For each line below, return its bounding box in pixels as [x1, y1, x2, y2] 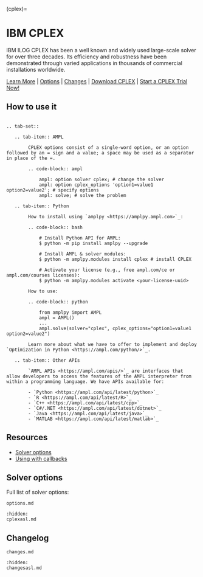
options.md [6, 500, 34, 506]
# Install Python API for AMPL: [38, 235, 121, 241]
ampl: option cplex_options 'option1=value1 [38, 182, 154, 188]
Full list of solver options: [6, 489, 69, 496]
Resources [6, 432, 48, 443]
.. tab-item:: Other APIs [14, 357, 80, 364]
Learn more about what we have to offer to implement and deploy [28, 341, 198, 347]
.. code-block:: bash [28, 224, 83, 230]
